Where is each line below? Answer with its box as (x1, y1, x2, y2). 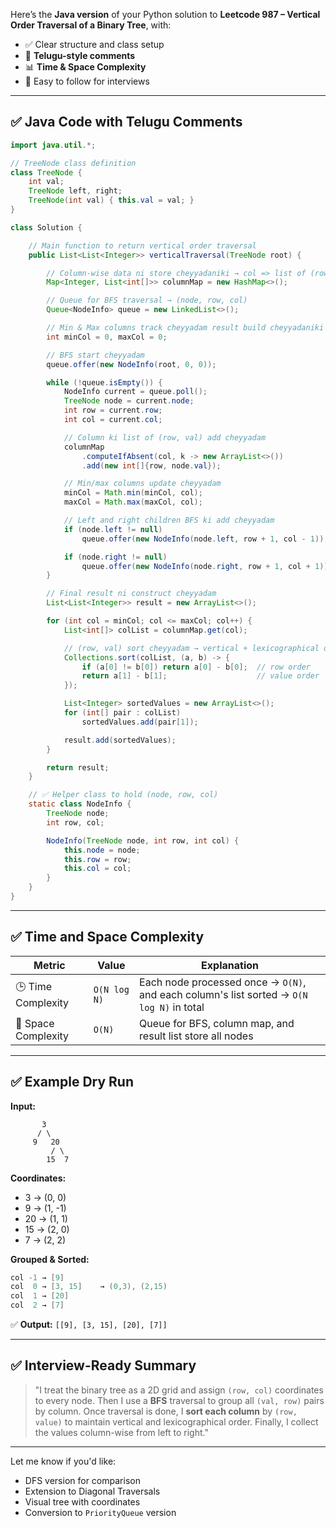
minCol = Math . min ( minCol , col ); (63, 488, 203, 498)
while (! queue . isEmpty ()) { (46, 377, 163, 388)
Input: (10, 1100, 36, 1112)
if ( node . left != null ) (63, 524, 163, 534)
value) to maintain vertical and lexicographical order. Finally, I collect (34, 1415, 319, 1428)
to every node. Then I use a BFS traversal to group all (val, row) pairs (34, 1394, 325, 1406)
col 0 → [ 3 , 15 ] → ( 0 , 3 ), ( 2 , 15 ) (10, 1282, 168, 1292)
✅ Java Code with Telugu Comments (10, 114, 243, 131)
